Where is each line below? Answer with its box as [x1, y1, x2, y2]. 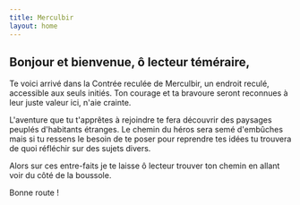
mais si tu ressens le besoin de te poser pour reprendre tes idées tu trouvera [9, 133, 292, 144]
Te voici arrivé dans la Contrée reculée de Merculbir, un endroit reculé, [9, 78, 270, 90]
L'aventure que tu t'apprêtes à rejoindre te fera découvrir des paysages [9, 115, 272, 125]
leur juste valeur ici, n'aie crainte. [9, 98, 132, 108]
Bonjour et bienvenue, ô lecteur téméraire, [9, 55, 251, 70]
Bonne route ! [9, 187, 60, 198]
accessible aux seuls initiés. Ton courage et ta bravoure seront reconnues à [9, 88, 288, 98]
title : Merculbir [9, 13, 74, 22]
